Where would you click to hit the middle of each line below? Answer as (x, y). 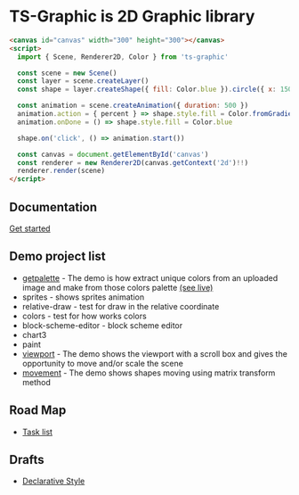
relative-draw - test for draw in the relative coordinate (121, 306)
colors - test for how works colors (84, 316)
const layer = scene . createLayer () (83, 81)
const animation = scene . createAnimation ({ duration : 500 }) (133, 106)
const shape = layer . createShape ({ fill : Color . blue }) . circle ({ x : (147, 90)
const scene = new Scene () (67, 73)
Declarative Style (53, 481)
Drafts (27, 460)
